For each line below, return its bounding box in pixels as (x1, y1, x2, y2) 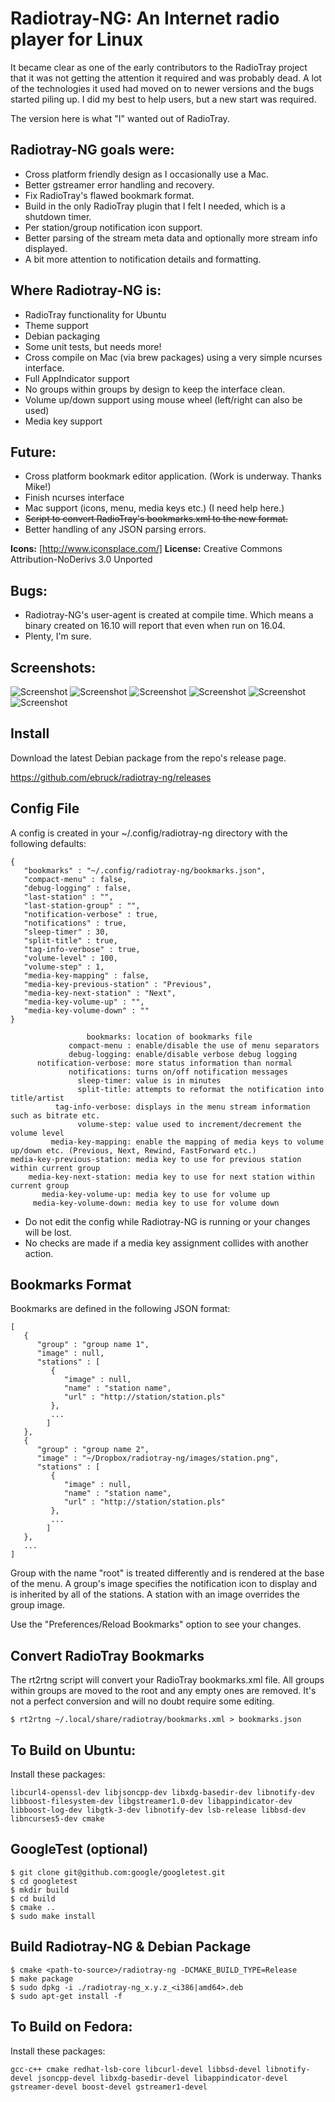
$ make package (10, 1973, 74, 1984)
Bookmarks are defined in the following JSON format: (10, 1303, 231, 1315)
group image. (10, 1599, 66, 1611)
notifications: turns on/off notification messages (68, 1067, 288, 1077)
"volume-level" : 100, (23, 953, 118, 963)
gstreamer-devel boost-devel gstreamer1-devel (10, 2082, 208, 2092)
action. (24, 1247, 54, 1259)
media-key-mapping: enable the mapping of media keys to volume (50, 1137, 325, 1147)
